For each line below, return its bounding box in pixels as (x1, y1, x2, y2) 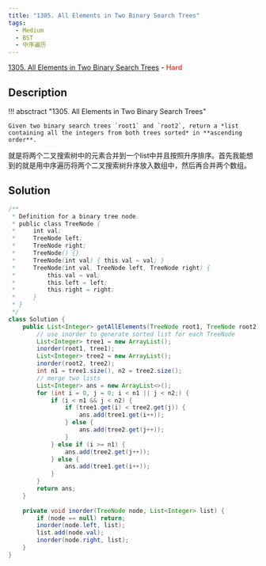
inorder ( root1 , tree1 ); (36, 345, 115, 353)
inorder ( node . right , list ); (36, 536, 129, 545)
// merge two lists (36, 374, 101, 382)
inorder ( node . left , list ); (36, 522, 126, 530)
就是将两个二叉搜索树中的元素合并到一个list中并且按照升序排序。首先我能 (8, 150, 247, 160)
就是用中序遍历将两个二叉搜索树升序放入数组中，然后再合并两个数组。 (21, 160, 251, 170)
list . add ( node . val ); (36, 529, 104, 537)
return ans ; (36, 484, 77, 492)
